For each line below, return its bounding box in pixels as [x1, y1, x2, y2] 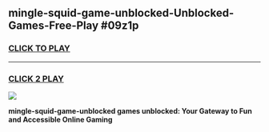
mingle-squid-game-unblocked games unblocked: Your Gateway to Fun [8, 106, 252, 115]
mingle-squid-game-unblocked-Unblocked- [8, 6, 235, 20]
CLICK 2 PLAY [8, 73, 64, 84]
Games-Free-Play [8, 19, 98, 33]
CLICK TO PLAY [8, 43, 70, 54]
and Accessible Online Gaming [8, 114, 113, 124]
